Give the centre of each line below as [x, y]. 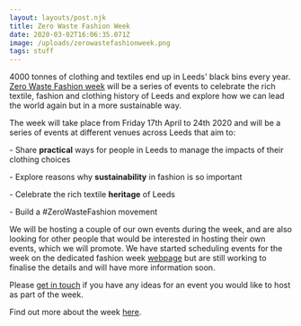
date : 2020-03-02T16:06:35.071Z [70, 34]
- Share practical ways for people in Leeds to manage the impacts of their [146, 150]
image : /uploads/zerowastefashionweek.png [90, 43]
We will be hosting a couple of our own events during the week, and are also [150, 230]
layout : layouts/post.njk [58, 18]
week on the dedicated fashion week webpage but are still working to [138, 258]
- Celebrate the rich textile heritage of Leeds [92, 195]
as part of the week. [46, 294]
